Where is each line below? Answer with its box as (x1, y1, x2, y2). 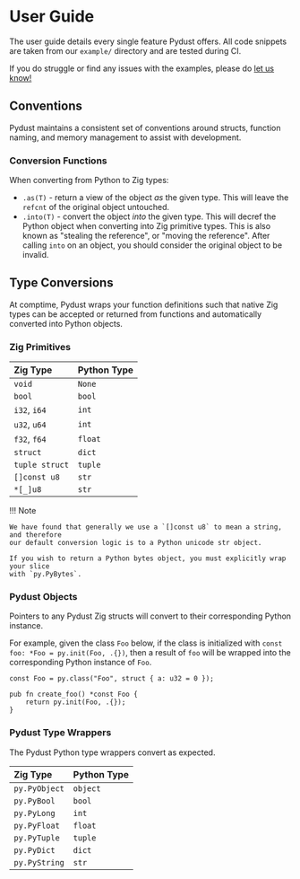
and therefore (9, 531, 63, 540)
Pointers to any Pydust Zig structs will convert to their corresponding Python (9, 611, 292, 621)
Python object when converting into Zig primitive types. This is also (21, 221, 271, 232)
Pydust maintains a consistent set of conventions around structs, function (9, 122, 281, 133)
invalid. (21, 250, 49, 260)
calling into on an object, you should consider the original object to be (21, 240, 283, 251)
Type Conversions (9, 276, 114, 291)
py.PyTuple (13, 832, 60, 843)
